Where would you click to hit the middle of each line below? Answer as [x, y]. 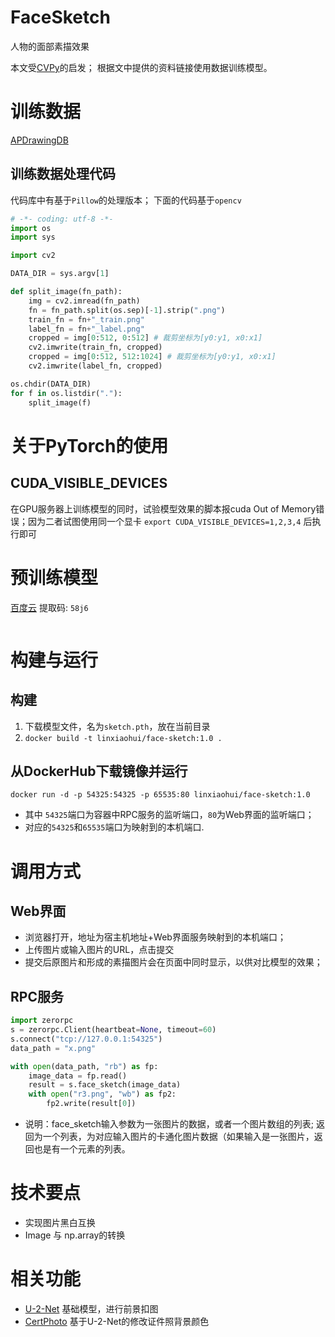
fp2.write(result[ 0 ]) [91, 1104]
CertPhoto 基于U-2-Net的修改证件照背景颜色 [117, 1321]
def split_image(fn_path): [66, 292]
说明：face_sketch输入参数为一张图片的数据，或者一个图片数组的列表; [169, 1124]
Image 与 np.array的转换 [75, 1235]
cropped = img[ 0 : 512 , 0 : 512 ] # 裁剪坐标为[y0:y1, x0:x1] [145, 338]
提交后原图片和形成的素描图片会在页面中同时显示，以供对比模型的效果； [173, 962]
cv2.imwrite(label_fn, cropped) [95, 366]
